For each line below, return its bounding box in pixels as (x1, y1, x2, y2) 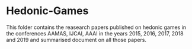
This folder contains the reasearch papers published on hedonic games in (6, 24, 187, 31)
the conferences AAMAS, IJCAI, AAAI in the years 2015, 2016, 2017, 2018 (6, 30, 184, 37)
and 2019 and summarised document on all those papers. (6, 36, 147, 43)
